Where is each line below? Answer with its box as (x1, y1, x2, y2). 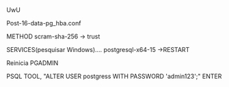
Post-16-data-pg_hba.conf (6, 19, 81, 27)
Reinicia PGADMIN (6, 59, 59, 67)
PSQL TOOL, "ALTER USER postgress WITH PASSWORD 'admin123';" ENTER (6, 72, 222, 80)
